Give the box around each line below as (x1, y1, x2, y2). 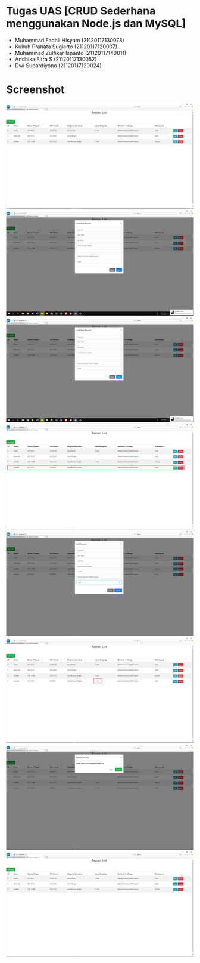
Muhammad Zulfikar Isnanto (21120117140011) (14, 49, 127, 56)
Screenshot (6, 83, 65, 97)
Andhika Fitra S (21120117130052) (14, 55, 97, 63)
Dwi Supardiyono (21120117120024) (14, 61, 102, 69)
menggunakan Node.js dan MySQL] (6, 17, 186, 30)
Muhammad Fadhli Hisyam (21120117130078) (14, 36, 125, 44)
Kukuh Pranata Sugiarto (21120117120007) (14, 43, 118, 50)
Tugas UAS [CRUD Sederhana (6, 4, 156, 18)
